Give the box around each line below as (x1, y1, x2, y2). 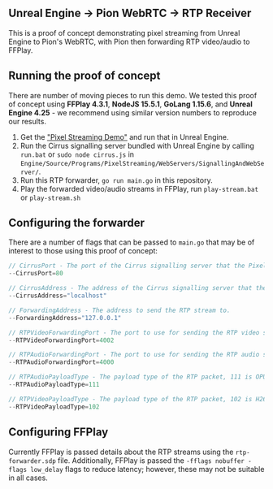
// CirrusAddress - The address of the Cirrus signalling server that (8, 284, 253, 292)
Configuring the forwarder (8, 216, 145, 230)
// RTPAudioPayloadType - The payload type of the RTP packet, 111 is (8, 373, 253, 381)
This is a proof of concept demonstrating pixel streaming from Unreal (8, 28, 240, 37)
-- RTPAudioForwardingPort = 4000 (8, 358, 115, 366)
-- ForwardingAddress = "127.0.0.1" (8, 314, 122, 322)
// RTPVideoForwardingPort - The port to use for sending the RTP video (8, 328, 260, 336)
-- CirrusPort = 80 (8, 270, 63, 278)
